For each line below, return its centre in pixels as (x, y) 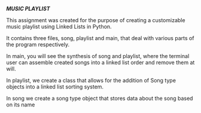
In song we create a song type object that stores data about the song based (100, 98)
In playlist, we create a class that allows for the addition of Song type (91, 80)
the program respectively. (38, 45)
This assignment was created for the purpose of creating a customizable (96, 20)
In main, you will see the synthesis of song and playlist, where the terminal (98, 56)
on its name (21, 105)
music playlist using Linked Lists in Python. (59, 27)
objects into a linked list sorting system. (55, 87)
